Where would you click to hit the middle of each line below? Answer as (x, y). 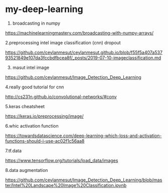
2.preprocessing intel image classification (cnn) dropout (63, 42)
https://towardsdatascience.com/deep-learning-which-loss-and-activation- (83, 135)
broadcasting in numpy (36, 23)
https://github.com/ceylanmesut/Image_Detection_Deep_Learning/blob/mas (84, 180)
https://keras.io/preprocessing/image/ (44, 116)
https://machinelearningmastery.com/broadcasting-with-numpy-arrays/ (79, 33)
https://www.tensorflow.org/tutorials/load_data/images (62, 160)
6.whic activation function (32, 126)
